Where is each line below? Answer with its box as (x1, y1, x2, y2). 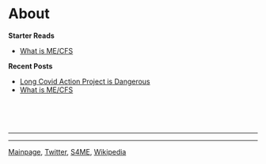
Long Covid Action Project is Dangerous (19, 76, 150, 86)
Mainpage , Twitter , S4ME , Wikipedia (8, 147, 127, 156)
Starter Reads (8, 31, 55, 40)
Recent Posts (8, 61, 53, 71)
